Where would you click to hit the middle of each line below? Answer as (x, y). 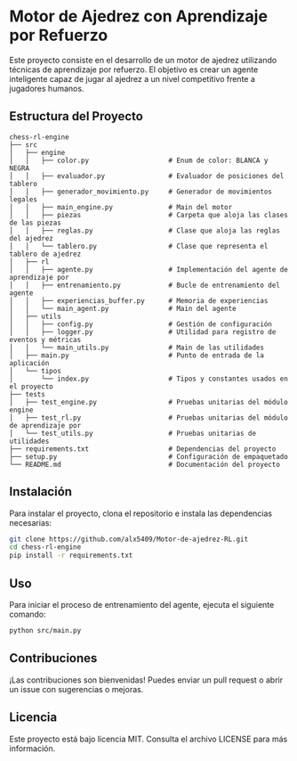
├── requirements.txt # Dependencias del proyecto (143, 449)
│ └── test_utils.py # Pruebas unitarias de (132, 433)
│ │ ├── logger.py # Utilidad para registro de (143, 331)
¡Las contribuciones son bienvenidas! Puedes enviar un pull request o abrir (146, 680)
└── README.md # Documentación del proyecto (144, 464)
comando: (28, 614)
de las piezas (36, 223)
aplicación (29, 363)
